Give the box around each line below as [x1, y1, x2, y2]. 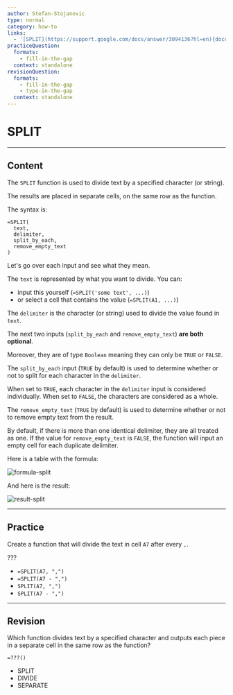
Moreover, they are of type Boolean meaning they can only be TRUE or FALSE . [7, 350, 223, 359]
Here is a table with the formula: [7, 454, 98, 463]
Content [7, 160, 44, 172]
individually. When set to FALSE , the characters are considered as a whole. [7, 392, 218, 400]
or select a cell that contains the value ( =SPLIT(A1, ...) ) [17, 295, 179, 304]
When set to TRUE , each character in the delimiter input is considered [7, 384, 206, 393]
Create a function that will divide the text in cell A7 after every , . [7, 540, 189, 548]
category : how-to [7, 23, 58, 30]
